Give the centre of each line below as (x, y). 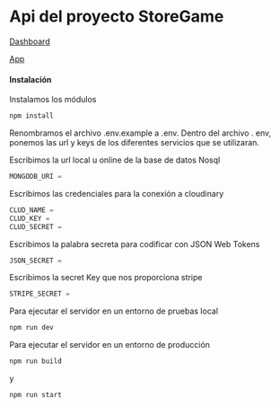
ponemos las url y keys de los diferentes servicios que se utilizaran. (135, 143)
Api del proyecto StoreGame (117, 17)
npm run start (36, 395)
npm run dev (31, 328)
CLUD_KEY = (30, 218)
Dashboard (30, 41)
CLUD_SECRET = (36, 226)
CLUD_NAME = (31, 210)
